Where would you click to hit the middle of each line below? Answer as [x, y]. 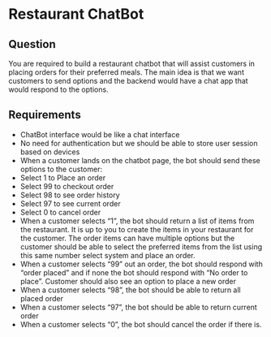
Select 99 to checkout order [67, 186]
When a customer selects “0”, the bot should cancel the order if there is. [141, 324]
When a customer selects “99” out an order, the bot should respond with [142, 264]
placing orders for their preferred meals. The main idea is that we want [127, 72]
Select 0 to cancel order [60, 212]
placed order [41, 298]
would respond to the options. [58, 89]
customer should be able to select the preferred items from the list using [141, 246]
